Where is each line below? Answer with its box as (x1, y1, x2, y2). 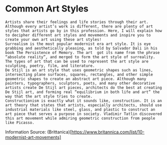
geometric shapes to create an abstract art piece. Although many (5, 76, 146, 81)
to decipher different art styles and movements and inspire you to (5, 32, 151, 37)
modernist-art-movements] (5, 134, 61, 140)
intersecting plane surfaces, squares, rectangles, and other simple (5, 72, 153, 77)
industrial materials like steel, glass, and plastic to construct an (5, 107, 155, 112)
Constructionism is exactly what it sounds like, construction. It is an (5, 98, 162, 103)
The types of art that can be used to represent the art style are (5, 58, 149, 64)
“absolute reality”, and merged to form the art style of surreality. (5, 54, 155, 59)
